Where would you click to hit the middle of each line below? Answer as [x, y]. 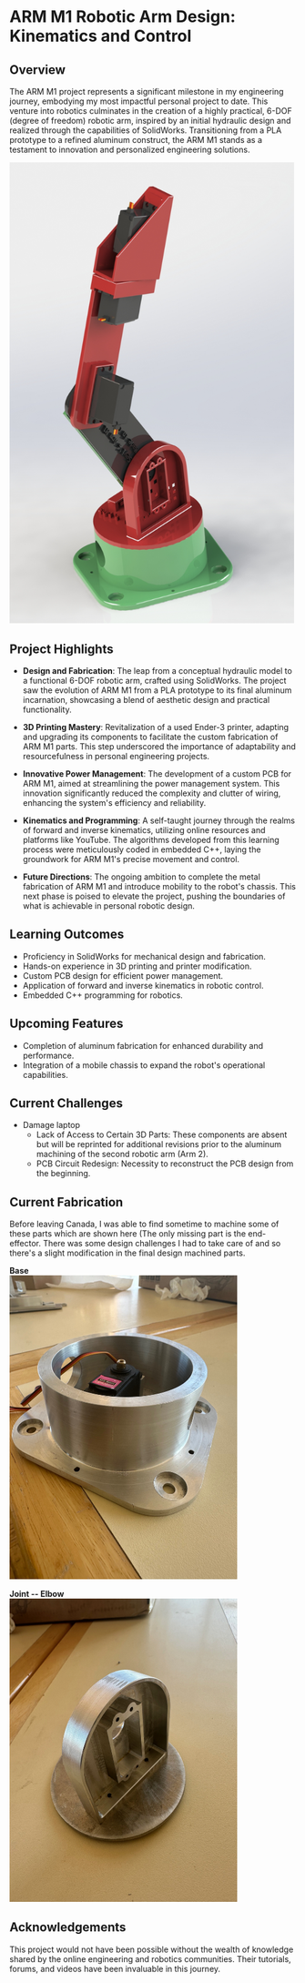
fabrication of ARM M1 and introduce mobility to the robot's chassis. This [159, 886]
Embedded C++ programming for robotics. [103, 995]
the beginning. [63, 1174]
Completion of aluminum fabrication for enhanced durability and [143, 1045]
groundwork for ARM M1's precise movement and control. [131, 859]
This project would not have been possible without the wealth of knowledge [152, 1949]
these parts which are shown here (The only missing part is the [128, 1234]
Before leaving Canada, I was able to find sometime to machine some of [144, 1224]
